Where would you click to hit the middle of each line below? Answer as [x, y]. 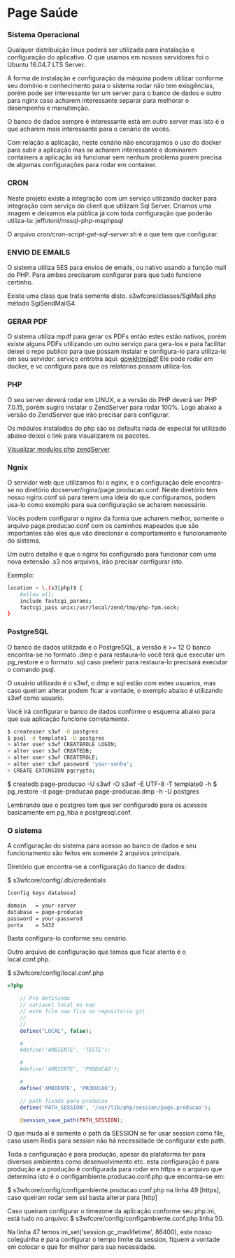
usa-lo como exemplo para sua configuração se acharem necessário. [107, 504]
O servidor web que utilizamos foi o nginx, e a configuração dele [100, 482]
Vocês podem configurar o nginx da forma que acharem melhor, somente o [116, 518]
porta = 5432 [31, 925]
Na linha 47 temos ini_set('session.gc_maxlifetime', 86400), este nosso [109, 1232]
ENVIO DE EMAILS [39, 252]
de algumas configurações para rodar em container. [82, 165]
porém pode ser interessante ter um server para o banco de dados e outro [114, 93]
